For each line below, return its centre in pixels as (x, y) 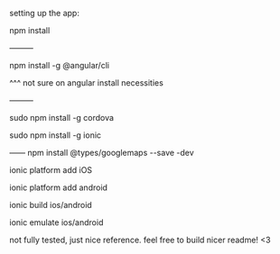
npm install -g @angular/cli (60, 65)
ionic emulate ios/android (56, 222)
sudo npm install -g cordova (62, 118)
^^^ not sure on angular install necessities (87, 83)
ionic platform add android (59, 187)
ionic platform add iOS (51, 170)
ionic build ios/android (51, 205)
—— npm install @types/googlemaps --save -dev (102, 153)
